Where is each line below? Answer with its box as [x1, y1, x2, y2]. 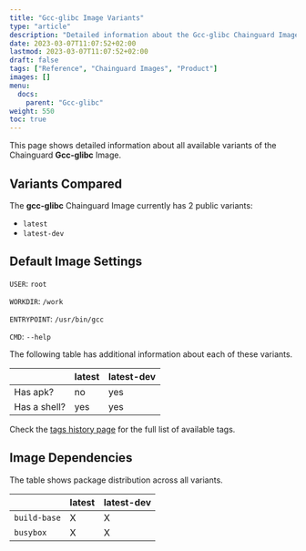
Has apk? [14, 385, 55, 398]
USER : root [9, 278, 47, 289]
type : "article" [9, 22, 71, 31]
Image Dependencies [9, 450, 133, 465]
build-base [14, 512, 61, 523]
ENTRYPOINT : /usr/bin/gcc [9, 313, 105, 324]
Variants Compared [9, 176, 123, 191]
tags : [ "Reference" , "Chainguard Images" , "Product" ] [9, 65, 219, 74]
